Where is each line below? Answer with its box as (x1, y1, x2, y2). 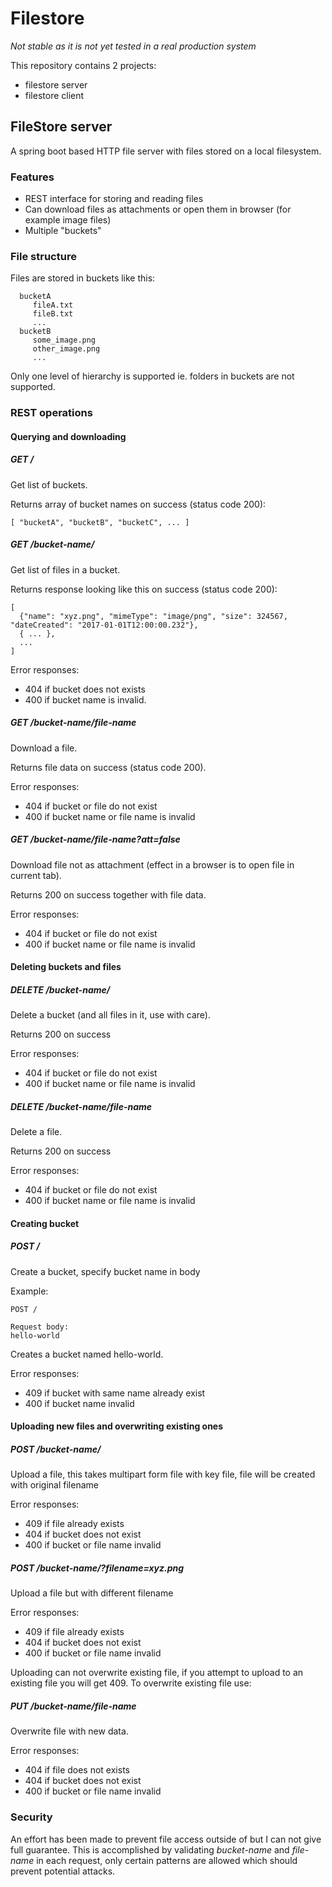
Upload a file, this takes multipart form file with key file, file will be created (10, 1468, 316, 1481)
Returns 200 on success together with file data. (10, 888, 207, 901)
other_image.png (32, 344, 101, 354)
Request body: (10, 1322, 70, 1332)
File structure (10, 249, 77, 263)
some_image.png (32, 335, 97, 346)
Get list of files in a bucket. (10, 563, 121, 576)
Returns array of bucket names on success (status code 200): (10, 498, 267, 510)
